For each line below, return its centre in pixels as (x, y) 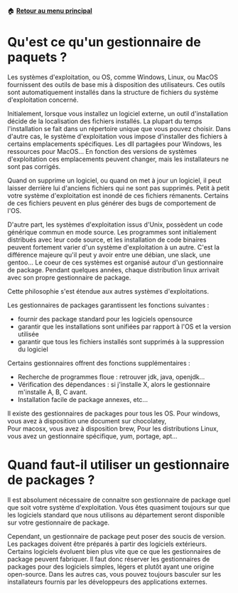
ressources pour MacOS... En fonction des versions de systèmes (102, 151)
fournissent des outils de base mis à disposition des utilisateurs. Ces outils (116, 84)
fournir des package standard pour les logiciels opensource (105, 319)
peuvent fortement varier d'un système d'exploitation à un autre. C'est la (114, 247)
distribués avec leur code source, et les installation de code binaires (107, 239)
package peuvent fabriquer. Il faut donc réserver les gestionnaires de (109, 559)
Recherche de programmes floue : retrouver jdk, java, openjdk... (111, 376)
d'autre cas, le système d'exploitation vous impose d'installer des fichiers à (118, 136)
